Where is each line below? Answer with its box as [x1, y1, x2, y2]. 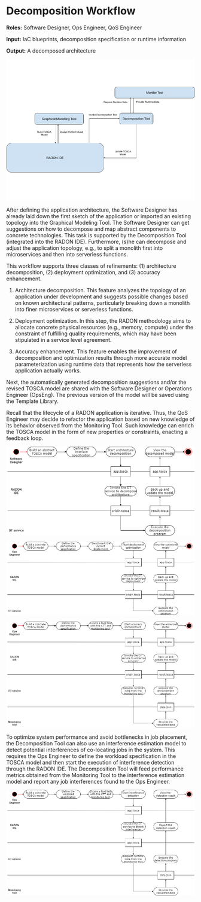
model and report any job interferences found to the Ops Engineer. [6, 778, 170, 785]
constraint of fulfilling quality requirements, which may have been [14, 330, 176, 337]
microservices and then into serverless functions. [6, 250, 129, 258]
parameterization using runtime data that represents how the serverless [14, 360, 192, 368]
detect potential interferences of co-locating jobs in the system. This [6, 746, 175, 753]
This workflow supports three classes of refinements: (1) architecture [6, 262, 176, 270]
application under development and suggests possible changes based [14, 293, 188, 300]
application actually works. [14, 366, 81, 374]
